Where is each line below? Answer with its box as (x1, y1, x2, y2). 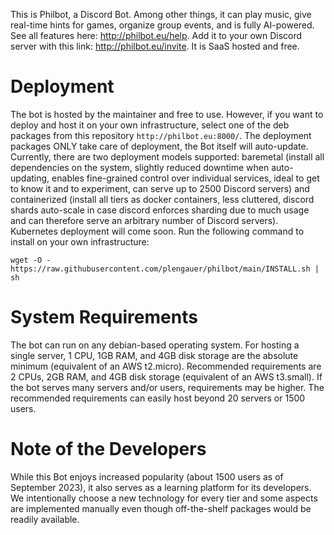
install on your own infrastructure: (10, 235, 150, 248)
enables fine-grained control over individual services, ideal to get (51, 172, 320, 184)
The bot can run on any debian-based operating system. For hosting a (10, 339, 300, 351)
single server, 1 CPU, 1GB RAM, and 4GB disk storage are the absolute (10, 349, 299, 361)
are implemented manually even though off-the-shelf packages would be (10, 502, 312, 514)
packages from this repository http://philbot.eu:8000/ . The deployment (10, 129, 312, 141)
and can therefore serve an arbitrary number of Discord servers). (10, 214, 279, 226)
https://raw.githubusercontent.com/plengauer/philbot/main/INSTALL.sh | (10, 264, 320, 274)
